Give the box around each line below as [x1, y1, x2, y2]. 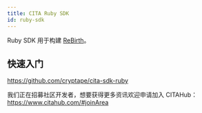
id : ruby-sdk [7, 16, 45, 23]
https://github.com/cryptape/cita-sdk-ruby [7, 77, 129, 85]
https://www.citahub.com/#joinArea [7, 99, 109, 107]
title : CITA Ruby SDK [7, 10, 70, 17]
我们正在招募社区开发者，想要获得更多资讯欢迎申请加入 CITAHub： [7, 90, 198, 99]
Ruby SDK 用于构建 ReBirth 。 [7, 36, 90, 45]
